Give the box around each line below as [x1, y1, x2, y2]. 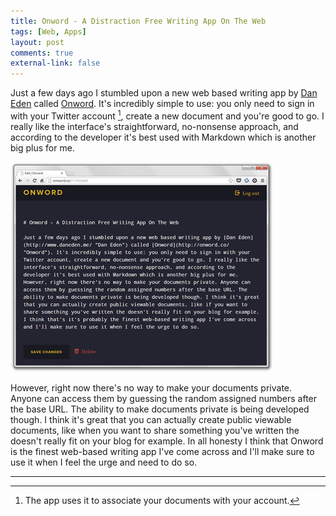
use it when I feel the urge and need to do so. [10, 456, 198, 468]
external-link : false [10, 58, 101, 69]
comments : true [10, 48, 74, 58]
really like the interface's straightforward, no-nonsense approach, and [10, 120, 299, 132]
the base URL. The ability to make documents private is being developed [10, 403, 310, 415]
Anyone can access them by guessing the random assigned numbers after [10, 392, 318, 404]
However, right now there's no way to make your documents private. [10, 381, 293, 394]
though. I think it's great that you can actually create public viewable [10, 413, 292, 425]
